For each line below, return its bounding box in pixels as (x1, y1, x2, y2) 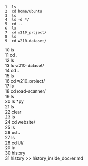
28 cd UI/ (5, 140, 24, 146)
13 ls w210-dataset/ (5, 63, 45, 68)
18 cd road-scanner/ (5, 88, 46, 94)
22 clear (5, 109, 22, 115)
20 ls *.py (5, 99, 24, 104)
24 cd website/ (5, 119, 35, 125)
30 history (5, 150, 26, 156)
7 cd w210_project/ (5, 30, 47, 35)
